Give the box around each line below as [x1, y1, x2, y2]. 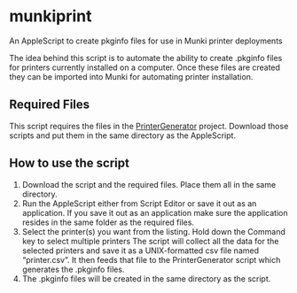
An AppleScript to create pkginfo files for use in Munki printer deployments [9, 35, 283, 46]
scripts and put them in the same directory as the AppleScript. [9, 130, 237, 141]
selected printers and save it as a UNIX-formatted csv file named [21, 245, 260, 256]
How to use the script [9, 156, 130, 171]
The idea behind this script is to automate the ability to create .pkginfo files [9, 52, 283, 63]
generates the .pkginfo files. [21, 264, 125, 274]
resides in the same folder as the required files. [21, 217, 195, 227]
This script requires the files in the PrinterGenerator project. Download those [9, 120, 289, 131]
